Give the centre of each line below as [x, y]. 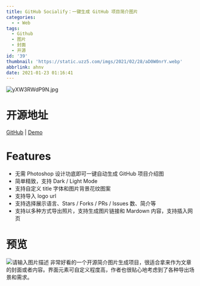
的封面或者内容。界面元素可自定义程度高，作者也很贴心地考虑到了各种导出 [98, 270]
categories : [21, 17]
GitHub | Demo [24, 132]
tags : [13, 28]
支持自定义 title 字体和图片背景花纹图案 [63, 189]
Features [29, 156]
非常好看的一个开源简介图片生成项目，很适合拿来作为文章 [121, 262]
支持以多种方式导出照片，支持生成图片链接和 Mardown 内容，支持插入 [101, 211]
